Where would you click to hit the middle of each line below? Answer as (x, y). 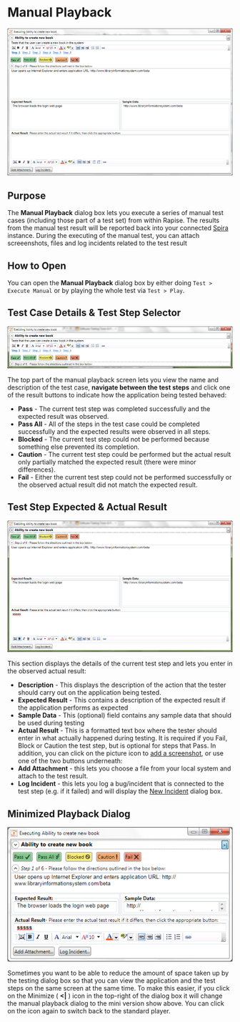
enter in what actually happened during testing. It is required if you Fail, (122, 738)
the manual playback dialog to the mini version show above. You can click (116, 1003)
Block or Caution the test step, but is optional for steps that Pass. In (117, 746)
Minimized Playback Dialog (69, 814)
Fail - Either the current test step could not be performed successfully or (125, 477)
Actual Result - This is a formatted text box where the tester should (117, 730)
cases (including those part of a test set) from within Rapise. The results (114, 220)
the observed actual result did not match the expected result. (107, 485)
